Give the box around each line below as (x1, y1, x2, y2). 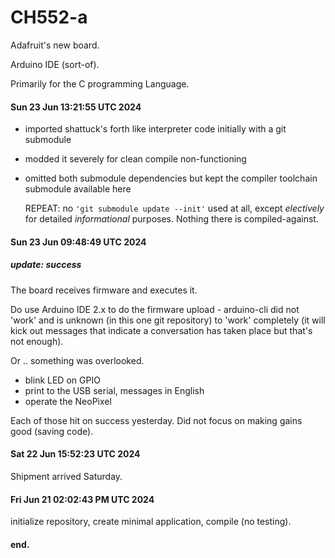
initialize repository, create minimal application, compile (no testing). (10, 516, 292, 528)
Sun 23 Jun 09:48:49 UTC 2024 (10, 236, 147, 248)
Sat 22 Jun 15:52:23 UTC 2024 (10, 448, 141, 460)
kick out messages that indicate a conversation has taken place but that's (10, 324, 313, 336)
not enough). (10, 335, 64, 347)
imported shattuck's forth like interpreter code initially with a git (24, 123, 287, 135)
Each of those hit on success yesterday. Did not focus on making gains (10, 414, 303, 426)
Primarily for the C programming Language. (10, 77, 190, 90)
